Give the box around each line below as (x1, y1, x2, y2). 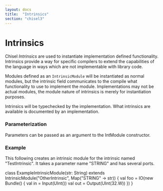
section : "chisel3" (5, 16, 45, 21)
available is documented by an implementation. (5, 108, 100, 115)
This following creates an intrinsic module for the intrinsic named (5, 155, 135, 161)
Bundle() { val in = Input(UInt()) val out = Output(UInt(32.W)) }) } (5, 180, 133, 186)
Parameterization (5, 121, 47, 127)
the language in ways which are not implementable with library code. (5, 64, 143, 70)
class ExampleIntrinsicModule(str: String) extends (5, 170, 105, 176)
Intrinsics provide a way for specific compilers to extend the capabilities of (5, 59, 155, 64)
